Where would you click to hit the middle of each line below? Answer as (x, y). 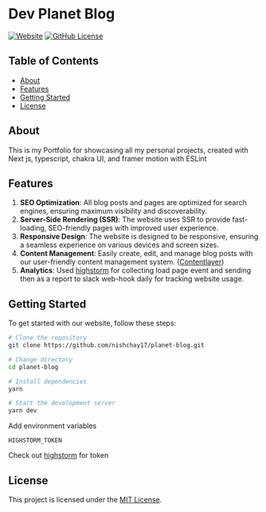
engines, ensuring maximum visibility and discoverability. (113, 211)
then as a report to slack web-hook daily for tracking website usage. (132, 279)
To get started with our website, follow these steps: (92, 323)
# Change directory (41, 360)
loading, (33, 228)
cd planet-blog (33, 367)
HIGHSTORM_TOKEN (35, 441)
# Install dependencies (48, 381)
